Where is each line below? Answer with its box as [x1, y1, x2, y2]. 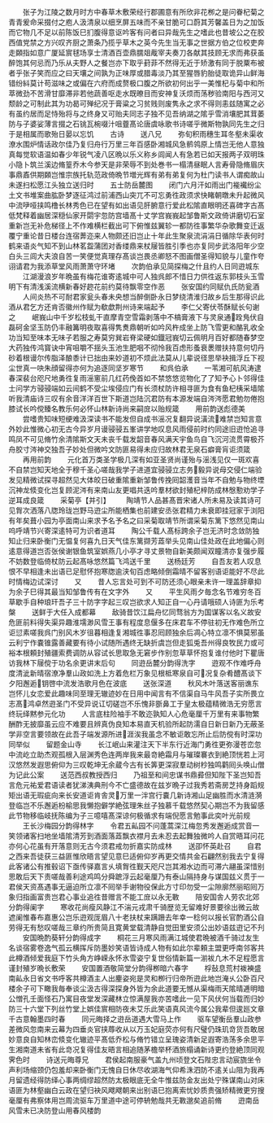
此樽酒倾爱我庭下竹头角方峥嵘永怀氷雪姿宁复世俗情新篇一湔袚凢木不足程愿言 [8, 953, 265, 963]
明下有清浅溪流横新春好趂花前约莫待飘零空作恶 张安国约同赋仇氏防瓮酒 [8, 282, 260, 291]
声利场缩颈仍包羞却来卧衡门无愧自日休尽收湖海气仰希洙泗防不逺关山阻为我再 [8, 1065, 265, 1074]
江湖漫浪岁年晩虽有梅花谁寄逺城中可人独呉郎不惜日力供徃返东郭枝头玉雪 [22, 272, 265, 281]
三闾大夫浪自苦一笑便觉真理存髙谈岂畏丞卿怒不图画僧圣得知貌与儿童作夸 [22, 251, 265, 260]
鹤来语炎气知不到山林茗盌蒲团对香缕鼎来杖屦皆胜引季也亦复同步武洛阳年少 [8, 241, 258, 251]
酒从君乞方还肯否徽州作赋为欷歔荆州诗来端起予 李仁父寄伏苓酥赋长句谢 [8, 302, 260, 312]
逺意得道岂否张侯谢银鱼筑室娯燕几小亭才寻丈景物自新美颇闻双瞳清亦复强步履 [8, 546, 265, 556]
